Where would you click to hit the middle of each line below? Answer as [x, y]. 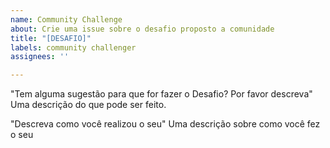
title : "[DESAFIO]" [51, 38]
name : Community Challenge [66, 19]
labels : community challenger [73, 47]
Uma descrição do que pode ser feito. [88, 105]
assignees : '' [40, 57]
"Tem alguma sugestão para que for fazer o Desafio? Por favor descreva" [161, 94]
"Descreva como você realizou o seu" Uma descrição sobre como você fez [165, 124]
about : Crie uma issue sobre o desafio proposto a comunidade [142, 29]
